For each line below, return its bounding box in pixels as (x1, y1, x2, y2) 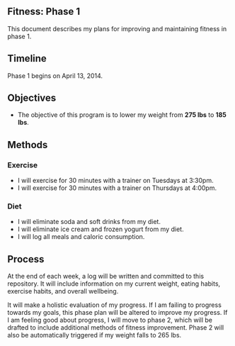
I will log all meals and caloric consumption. (17, 233, 145, 241)
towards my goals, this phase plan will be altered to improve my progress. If (7, 308, 228, 317)
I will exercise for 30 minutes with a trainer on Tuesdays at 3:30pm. (17, 177, 214, 185)
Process (7, 253, 45, 265)
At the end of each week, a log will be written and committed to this (7, 272, 204, 281)
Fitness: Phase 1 (7, 6, 80, 18)
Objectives (7, 92, 57, 104)
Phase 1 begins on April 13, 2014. (7, 71, 103, 80)
